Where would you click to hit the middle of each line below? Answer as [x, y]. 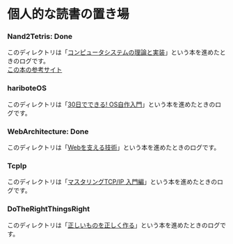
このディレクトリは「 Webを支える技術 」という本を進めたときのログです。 [114, 147]
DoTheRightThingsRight [49, 209]
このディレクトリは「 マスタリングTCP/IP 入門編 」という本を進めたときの [112, 182]
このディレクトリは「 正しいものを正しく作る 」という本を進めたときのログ [114, 225]
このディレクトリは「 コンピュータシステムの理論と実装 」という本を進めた [114, 52]
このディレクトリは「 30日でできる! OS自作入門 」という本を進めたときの [111, 104]
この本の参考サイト [35, 70]
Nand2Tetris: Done [40, 37]
